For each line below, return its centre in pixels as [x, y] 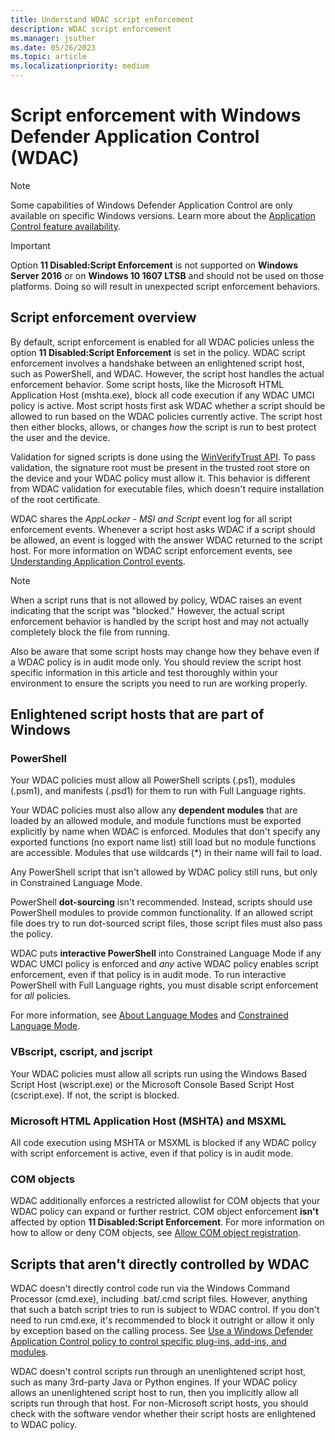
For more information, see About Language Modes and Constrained [149, 1015]
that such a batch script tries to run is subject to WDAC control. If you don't [165, 1310]
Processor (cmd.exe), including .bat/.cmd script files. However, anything [159, 1299]
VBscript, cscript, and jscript [81, 1052]
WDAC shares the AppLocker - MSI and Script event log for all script [151, 518]
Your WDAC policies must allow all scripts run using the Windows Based [159, 1073]
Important [30, 245]
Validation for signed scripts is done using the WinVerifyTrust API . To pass [163, 457]
